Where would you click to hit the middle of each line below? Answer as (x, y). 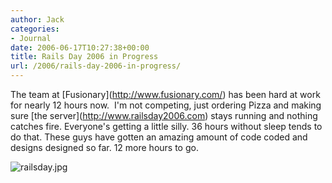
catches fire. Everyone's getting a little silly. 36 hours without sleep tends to (166, 126)
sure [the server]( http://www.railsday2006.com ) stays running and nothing (164, 115)
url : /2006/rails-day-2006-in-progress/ (96, 66)
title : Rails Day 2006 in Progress (84, 57)
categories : (35, 29)
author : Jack (37, 19)
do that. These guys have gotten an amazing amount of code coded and (159, 137)
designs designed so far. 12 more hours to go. (104, 147)
